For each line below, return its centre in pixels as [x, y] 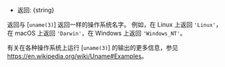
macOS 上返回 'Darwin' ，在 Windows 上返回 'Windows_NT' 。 [100, 33]
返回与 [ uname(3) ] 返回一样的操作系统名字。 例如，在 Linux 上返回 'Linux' [111, 25]
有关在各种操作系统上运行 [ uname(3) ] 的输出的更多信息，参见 [93, 48]
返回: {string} [36, 10]
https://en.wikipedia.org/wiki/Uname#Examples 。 [77, 56]
